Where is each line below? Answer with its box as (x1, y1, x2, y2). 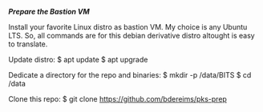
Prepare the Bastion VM (8, 7, 90, 16)
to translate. (8, 39, 48, 49)
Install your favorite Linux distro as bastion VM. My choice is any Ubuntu (8, 22, 248, 31)
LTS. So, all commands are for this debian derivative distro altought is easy (8, 31, 255, 40)
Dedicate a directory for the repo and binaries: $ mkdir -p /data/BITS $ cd (8, 70, 252, 79)
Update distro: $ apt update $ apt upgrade (8, 55, 148, 64)
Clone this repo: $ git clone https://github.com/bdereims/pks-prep (8, 94, 227, 103)
